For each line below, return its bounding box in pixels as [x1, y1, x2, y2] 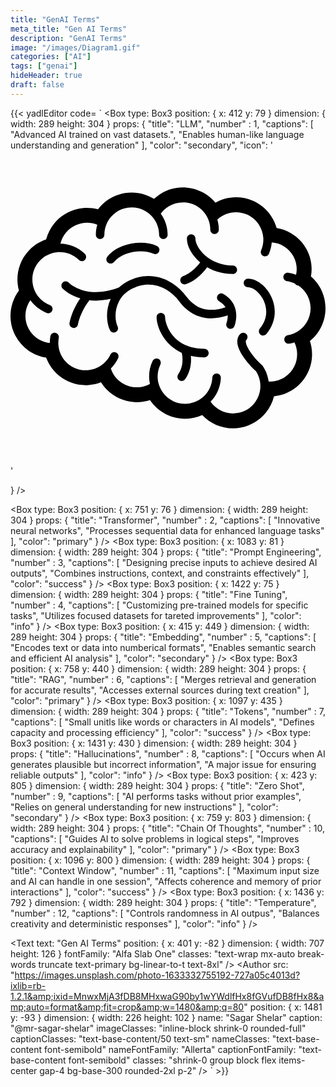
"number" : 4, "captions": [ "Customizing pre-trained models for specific [10, 599, 309, 611]
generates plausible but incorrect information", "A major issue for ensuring [10, 758, 317, 770]
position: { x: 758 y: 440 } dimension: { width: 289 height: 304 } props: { [10, 662, 307, 675]
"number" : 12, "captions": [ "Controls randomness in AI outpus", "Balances [10, 907, 320, 919]
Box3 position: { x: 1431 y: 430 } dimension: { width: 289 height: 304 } [10, 737, 298, 749]
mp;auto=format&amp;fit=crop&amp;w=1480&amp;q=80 [10, 1001, 245, 1013]
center [10, 1064, 38, 1076]
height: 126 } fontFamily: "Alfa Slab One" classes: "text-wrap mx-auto [10, 947, 296, 960]
